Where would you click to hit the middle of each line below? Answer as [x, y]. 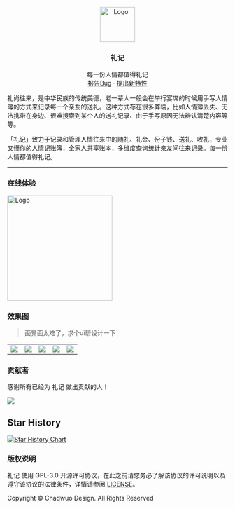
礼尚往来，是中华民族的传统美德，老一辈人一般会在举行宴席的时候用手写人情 [117, 98]
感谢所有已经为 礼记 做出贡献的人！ [58, 387]
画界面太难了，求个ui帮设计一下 [70, 332]
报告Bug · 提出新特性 [117, 83]
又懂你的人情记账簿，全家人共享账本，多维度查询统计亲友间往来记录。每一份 [117, 148]
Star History [34, 422]
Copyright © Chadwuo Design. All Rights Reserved [80, 498]
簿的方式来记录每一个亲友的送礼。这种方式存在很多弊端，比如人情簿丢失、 [114, 107]
